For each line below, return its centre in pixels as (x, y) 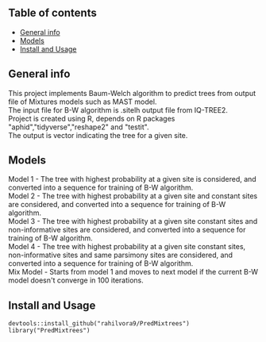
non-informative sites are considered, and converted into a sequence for (127, 230)
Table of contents (52, 13)
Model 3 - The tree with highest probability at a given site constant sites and (133, 221)
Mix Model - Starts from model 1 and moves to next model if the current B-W (133, 272)
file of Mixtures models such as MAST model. (83, 102)
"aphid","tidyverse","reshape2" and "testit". (79, 127)
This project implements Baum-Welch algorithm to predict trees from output (132, 93)
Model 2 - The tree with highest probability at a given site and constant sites (133, 196)
